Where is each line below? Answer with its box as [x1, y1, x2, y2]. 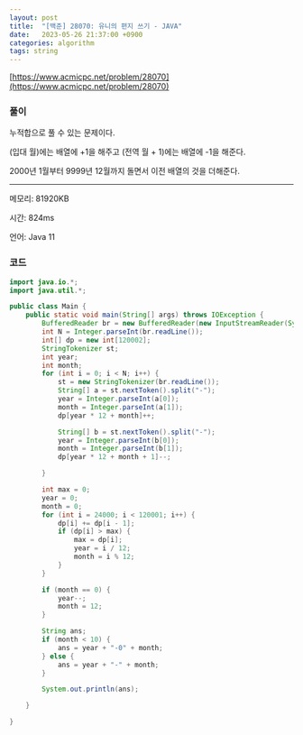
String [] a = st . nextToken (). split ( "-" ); [57, 386, 216, 395]
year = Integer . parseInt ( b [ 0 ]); [57, 436, 179, 445]
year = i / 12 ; [73, 544, 131, 553]
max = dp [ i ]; [73, 536, 124, 545]
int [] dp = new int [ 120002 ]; [41, 335, 151, 345]
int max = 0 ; [41, 485, 91, 494]
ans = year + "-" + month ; [57, 660, 160, 669]
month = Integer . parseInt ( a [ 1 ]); [57, 402, 183, 411]
